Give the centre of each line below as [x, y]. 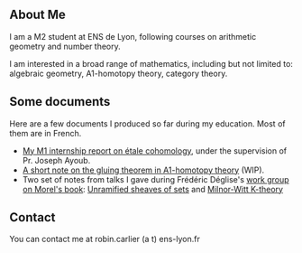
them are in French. [46, 133]
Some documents [60, 102]
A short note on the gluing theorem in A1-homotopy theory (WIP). [143, 170]
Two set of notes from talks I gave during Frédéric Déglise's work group [156, 179]
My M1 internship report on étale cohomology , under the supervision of [155, 150]
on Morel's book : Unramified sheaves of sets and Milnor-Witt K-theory [153, 189]
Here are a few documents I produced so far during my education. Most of [147, 123]
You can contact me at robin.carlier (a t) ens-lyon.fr [105, 239]
